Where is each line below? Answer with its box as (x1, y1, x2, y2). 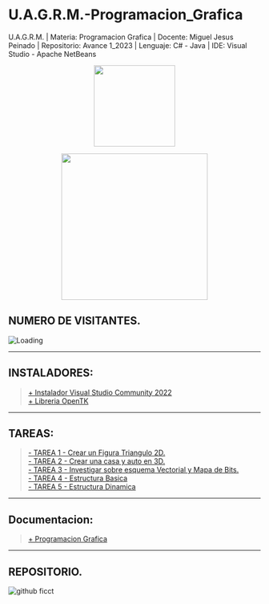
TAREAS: (8, 427, 54, 440)
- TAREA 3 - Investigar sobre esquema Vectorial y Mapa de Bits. (27, 465, 239, 475)
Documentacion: (8, 513, 94, 526)
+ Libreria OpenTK (27, 395, 89, 406)
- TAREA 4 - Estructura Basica (27, 473, 128, 483)
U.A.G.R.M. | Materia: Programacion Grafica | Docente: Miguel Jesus (8, 32, 234, 42)
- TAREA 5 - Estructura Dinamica (27, 482, 136, 492)
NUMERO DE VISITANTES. (8, 314, 142, 328)
